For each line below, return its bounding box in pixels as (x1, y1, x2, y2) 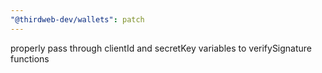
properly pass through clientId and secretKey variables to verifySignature (10, 42, 313, 54)
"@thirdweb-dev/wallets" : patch (10, 14, 145, 25)
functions (10, 52, 50, 65)
